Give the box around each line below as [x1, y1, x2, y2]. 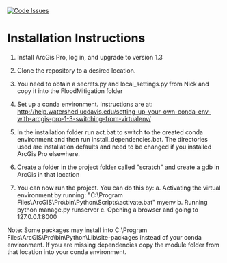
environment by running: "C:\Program [16, 190, 123, 199]
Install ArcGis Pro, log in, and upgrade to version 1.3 [16, 53, 163, 61]
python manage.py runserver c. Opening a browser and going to [16, 205, 198, 214]
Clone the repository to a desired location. [16, 66, 136, 75]
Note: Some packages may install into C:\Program [7, 226, 148, 234]
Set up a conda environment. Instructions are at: [16, 100, 153, 108]
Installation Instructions [7, 31, 146, 46]
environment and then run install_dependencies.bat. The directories [16, 135, 209, 143]
